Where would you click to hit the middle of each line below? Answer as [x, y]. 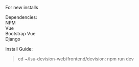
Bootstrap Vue [20, 33]
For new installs [22, 7]
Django [13, 39]
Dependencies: [21, 17]
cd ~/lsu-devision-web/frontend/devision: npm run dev [76, 59]
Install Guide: [19, 49]
